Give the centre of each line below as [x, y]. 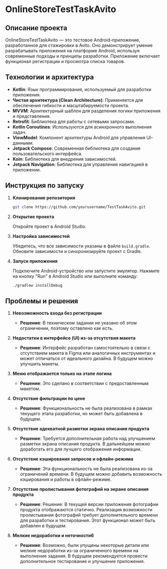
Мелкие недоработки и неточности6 [53, 536]
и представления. [32, 116]
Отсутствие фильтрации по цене [49, 399]
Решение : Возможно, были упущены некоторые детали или [85, 545]
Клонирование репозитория [44, 198]
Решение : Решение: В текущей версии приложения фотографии [89, 504]
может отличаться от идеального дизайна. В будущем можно [87, 358]
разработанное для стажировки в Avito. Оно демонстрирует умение [79, 45]
